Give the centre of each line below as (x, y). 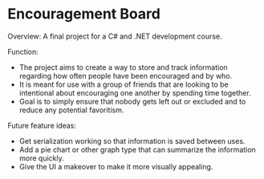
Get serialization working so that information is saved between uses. (132, 140)
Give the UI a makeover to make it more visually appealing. (116, 166)
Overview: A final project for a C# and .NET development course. (115, 36)
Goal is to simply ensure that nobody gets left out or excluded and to (132, 101)
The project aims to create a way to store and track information (123, 67)
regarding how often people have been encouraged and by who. (126, 75)
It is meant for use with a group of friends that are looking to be (124, 84)
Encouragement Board (84, 14)
